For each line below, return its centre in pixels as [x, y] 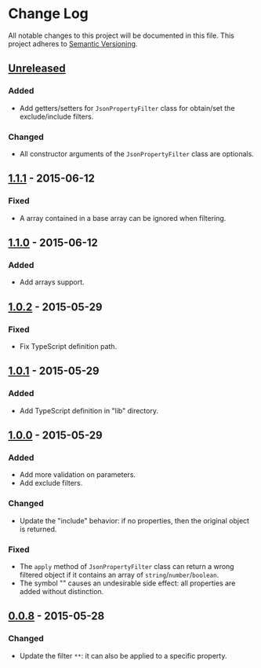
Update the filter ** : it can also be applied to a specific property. [123, 655]
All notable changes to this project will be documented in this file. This [121, 35]
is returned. [38, 529]
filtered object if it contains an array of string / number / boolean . [119, 574]
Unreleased [37, 69]
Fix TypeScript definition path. [68, 346]
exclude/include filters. [56, 116]
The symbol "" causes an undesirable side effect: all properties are [127, 583]
